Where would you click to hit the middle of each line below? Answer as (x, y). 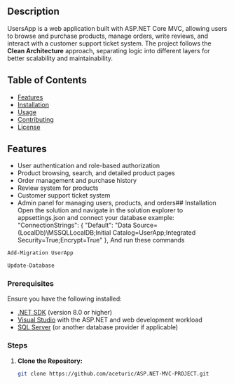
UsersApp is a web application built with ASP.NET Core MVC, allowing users (117, 28)
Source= (145, 225)
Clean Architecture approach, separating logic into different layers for (109, 50)
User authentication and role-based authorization (89, 166)
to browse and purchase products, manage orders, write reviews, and (108, 36)
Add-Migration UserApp (40, 253)
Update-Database (31, 266)
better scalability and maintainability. (60, 58)
